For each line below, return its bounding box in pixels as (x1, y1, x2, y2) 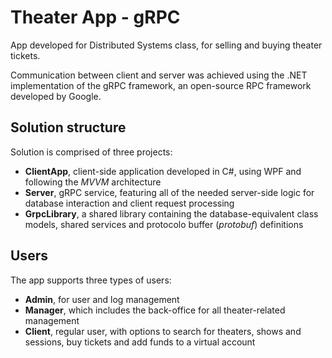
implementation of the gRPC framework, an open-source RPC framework (10, 79, 312, 91)
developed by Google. (10, 90, 102, 102)
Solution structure (10, 119, 127, 136)
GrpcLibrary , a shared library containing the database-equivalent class (24, 207, 319, 220)
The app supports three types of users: (10, 274, 172, 286)
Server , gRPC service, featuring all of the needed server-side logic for (24, 186, 315, 198)
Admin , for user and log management (24, 293, 180, 305)
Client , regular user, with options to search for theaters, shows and (24, 325, 302, 337)
